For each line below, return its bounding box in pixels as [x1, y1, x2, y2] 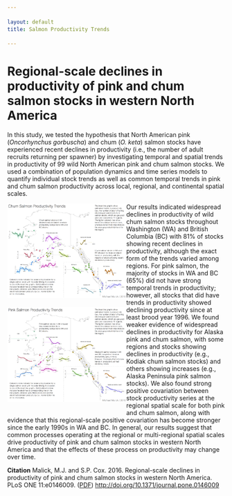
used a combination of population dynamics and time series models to [7, 167, 208, 176]
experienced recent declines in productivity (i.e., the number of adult [7, 145, 204, 154]
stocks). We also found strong [126, 379, 213, 387]
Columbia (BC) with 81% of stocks [126, 232, 224, 241]
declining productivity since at [126, 306, 213, 314]
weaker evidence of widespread [126, 320, 218, 329]
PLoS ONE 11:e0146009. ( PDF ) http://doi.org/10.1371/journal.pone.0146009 [7, 481, 220, 489]
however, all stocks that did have [126, 291, 220, 300]
